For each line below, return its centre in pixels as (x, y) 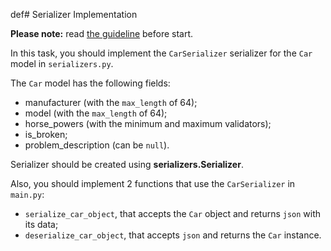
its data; (41, 224)
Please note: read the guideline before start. (102, 33)
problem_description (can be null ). (97, 145)
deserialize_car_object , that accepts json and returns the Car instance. (173, 235)
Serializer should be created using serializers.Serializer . (127, 164)
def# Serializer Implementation (74, 14)
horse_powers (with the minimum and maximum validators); (148, 123)
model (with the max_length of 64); (96, 113)
